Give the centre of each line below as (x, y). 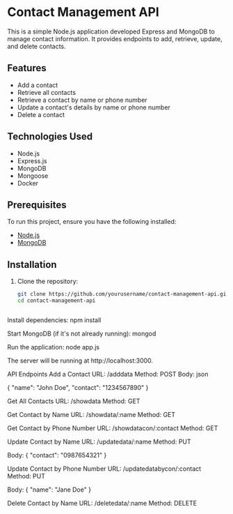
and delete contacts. (37, 46)
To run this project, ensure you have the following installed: (92, 222)
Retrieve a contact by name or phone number (82, 100)
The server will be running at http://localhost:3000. (80, 361)
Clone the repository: (48, 281)
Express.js (32, 160)
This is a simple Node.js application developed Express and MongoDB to (111, 31)
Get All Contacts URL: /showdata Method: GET (74, 401)
